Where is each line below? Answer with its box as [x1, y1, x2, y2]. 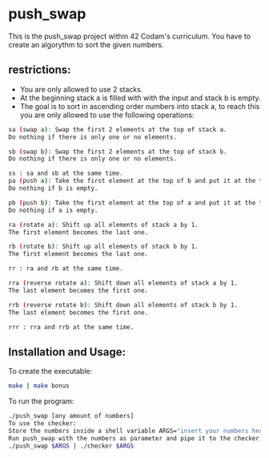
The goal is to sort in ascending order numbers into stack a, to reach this [19, 101, 260, 111]
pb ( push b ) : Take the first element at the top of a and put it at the [8, 198, 256, 207]
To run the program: [8, 396, 74, 406]
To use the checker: [8, 419, 78, 428]
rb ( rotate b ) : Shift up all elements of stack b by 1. [8, 242, 199, 251]
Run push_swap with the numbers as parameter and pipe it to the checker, [8, 434, 263, 442]
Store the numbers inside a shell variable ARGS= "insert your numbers [8, 427, 249, 435]
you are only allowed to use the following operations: [19, 110, 195, 120]
